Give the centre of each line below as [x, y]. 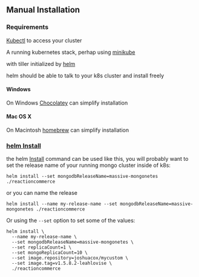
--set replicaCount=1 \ [41, 247]
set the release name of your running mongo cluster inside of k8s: [89, 165]
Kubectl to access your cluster [44, 40]
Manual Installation [43, 10]
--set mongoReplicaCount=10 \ [50, 253]
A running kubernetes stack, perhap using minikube [71, 52]
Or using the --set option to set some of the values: [71, 221]
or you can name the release [42, 193]
